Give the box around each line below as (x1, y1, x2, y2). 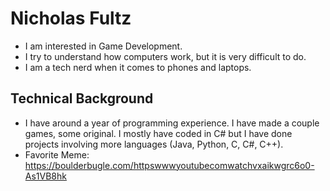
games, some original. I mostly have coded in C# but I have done (24, 127, 293, 139)
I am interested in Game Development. (24, 40, 183, 52)
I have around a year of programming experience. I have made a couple (24, 117, 320, 129)
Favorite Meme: (24, 148, 90, 161)
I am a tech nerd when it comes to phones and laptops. (24, 61, 252, 73)
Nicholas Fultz (10, 7, 132, 30)
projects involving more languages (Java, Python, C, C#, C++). (24, 138, 284, 150)
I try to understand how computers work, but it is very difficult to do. (24, 50, 307, 62)
